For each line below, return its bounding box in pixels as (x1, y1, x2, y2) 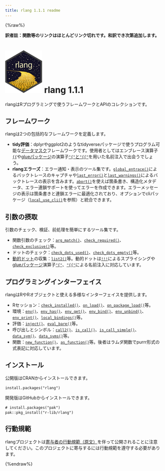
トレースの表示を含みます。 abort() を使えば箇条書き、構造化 (21, 178, 144, 184)
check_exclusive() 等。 (12, 243, 59, 249)
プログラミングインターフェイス (5, 277, 102, 286)
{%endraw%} (5, 461, 33, 467)
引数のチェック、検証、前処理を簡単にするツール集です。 (5, 227, 121, 233)
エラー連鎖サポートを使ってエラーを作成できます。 (25, 185, 129, 191)
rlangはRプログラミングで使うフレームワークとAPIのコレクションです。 (5, 101, 150, 107)
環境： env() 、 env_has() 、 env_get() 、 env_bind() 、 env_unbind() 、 (12, 308, 146, 314)
